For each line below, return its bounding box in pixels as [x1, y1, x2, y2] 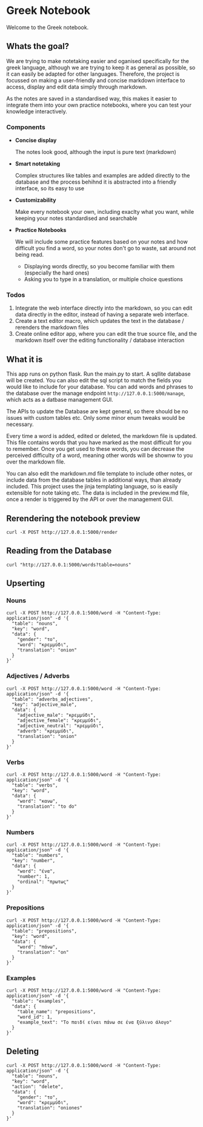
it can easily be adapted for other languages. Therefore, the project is [6, 70, 180, 78]
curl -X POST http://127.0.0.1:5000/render [6, 529, 118, 535]
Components [6, 122, 45, 131]
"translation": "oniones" [17, 1105, 83, 1111]
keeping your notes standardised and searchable [15, 214, 138, 222]
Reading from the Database [6, 546, 112, 556]
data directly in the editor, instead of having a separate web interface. [15, 311, 189, 318]
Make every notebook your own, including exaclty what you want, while [15, 208, 195, 216]
